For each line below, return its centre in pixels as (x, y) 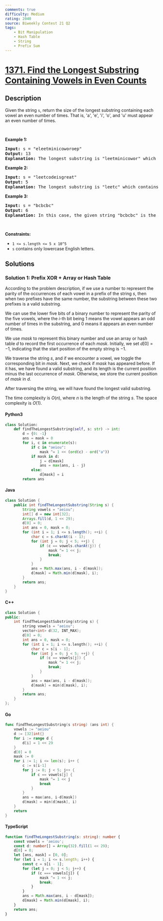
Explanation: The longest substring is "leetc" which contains (82, 187)
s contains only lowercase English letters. (53, 248)
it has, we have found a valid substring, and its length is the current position (81, 368)
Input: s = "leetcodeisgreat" (41, 177)
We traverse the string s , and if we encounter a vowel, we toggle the (73, 358)
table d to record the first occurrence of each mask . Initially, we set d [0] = (79, 344)
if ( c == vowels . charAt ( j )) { (70, 546)
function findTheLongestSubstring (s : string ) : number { (63, 837)
